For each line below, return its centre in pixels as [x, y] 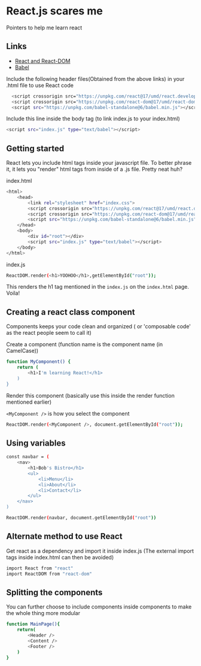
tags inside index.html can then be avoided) [60, 557]
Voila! [13, 293]
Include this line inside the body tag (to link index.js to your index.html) [93, 119]
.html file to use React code [40, 85]
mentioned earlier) [29, 402]
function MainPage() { [33, 624]
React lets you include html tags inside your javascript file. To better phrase [99, 163]
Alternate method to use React [64, 536]
